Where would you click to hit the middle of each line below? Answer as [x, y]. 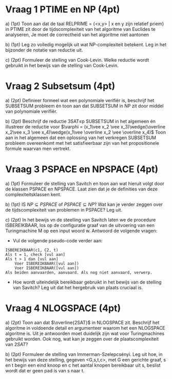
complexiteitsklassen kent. [33, 194]
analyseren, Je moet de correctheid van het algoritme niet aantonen [77, 34]
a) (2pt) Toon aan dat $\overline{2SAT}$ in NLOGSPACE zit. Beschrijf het [82, 323]
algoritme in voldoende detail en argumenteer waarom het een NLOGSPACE [85, 328]
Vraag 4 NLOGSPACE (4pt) [63, 308]
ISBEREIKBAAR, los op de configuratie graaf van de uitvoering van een [80, 225]
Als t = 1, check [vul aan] [35, 254]
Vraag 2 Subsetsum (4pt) [60, 86]
